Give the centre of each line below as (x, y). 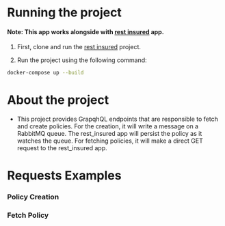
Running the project (64, 13)
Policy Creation (33, 197)
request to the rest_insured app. (62, 148)
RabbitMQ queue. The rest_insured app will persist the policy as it (109, 134)
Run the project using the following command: (82, 60)
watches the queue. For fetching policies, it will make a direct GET (110, 141)
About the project (58, 100)
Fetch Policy (28, 215)
